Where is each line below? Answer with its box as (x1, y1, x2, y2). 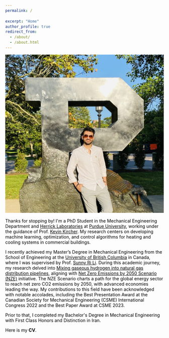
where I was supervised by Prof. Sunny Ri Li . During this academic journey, (5, 259, 161, 266)
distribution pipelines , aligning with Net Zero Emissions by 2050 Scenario (5, 270, 157, 276)
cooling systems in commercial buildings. (5, 239, 91, 245)
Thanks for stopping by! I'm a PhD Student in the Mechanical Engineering (5, 217, 157, 223)
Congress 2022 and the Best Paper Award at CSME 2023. (5, 302, 125, 308)
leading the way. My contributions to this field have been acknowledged (5, 286, 154, 292)
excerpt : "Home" (5, 19, 39, 24)
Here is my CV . (5, 327, 37, 333)
